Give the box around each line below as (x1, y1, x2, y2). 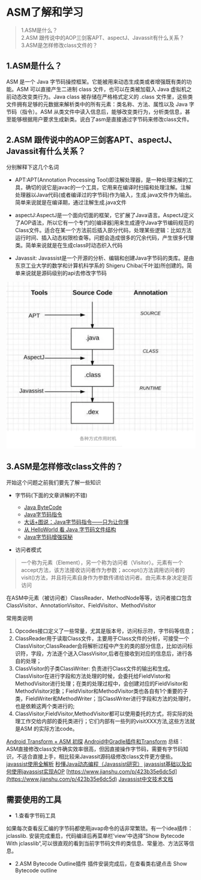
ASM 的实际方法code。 (20, 725, 78, 732)
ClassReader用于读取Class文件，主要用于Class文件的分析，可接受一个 (14, 635, 190, 642)
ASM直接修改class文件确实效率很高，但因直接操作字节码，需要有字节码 (6, 745, 184, 752)
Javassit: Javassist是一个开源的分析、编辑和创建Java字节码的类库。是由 (14, 254, 194, 262)
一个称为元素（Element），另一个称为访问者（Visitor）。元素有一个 (20, 559, 183, 566)
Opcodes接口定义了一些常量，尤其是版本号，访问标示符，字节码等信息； (14, 627, 196, 635)
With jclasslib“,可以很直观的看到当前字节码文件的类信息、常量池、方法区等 (6, 840, 189, 847)
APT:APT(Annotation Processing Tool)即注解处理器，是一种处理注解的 (14, 176, 188, 183)
